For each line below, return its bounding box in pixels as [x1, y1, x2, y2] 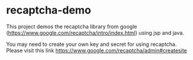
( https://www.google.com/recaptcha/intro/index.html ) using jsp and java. [6, 29, 185, 36]
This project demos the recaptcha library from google [6, 23, 138, 30]
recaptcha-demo [6, 4, 91, 17]
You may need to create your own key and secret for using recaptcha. [6, 41, 177, 48]
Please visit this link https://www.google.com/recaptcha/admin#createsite [6, 46, 187, 54]
